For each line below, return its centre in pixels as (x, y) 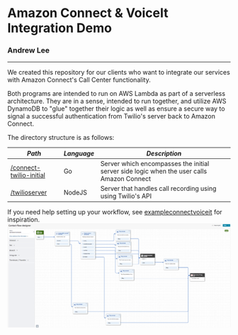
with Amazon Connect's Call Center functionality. (79, 80)
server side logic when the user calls (154, 171)
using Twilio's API (126, 196)
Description (164, 153)
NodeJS (75, 192)
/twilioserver (29, 192)
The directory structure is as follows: (61, 138)
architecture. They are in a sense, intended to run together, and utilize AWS (117, 101)
